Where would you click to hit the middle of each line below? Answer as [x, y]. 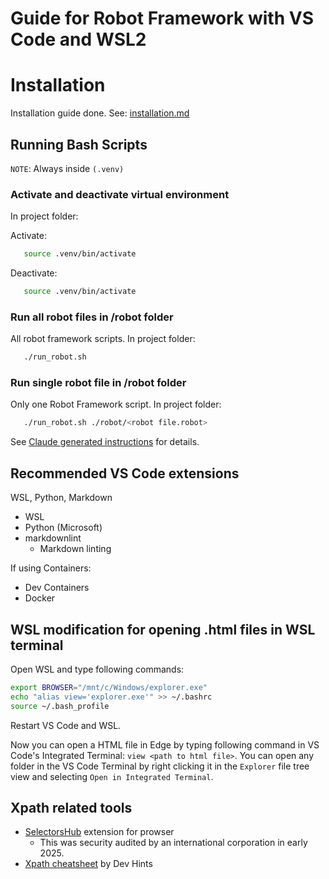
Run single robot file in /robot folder [98, 383]
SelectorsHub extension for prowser [99, 832]
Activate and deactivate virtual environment [120, 194]
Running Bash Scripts [79, 144]
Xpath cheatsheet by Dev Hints [88, 864]
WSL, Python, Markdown [61, 498]
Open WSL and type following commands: [97, 669]
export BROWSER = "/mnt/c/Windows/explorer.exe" [109, 687]
